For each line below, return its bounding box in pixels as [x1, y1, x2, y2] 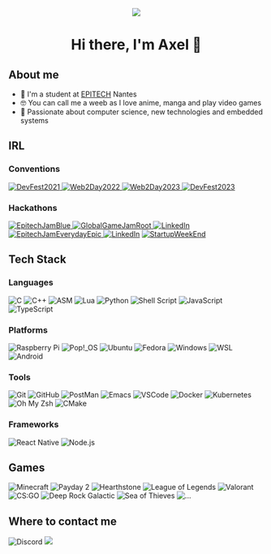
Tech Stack [8, 252, 67, 267]
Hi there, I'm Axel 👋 [71, 36, 202, 54]
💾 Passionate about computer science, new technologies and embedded [19, 107, 264, 117]
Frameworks [8, 419, 59, 430]
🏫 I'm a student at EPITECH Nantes [19, 89, 137, 99]
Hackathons [8, 202, 58, 213]
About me [8, 67, 59, 81]
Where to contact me [8, 514, 118, 528]
